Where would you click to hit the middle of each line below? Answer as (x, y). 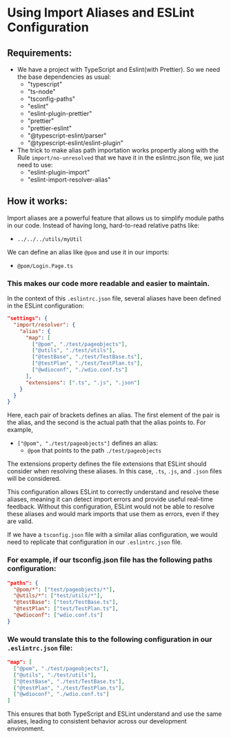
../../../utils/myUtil (50, 239)
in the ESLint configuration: (46, 306)
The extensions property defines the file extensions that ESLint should (107, 464)
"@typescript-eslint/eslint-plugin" (76, 143)
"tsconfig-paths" (51, 99)
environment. (26, 729)
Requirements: (40, 53)
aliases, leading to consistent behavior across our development (97, 721)
